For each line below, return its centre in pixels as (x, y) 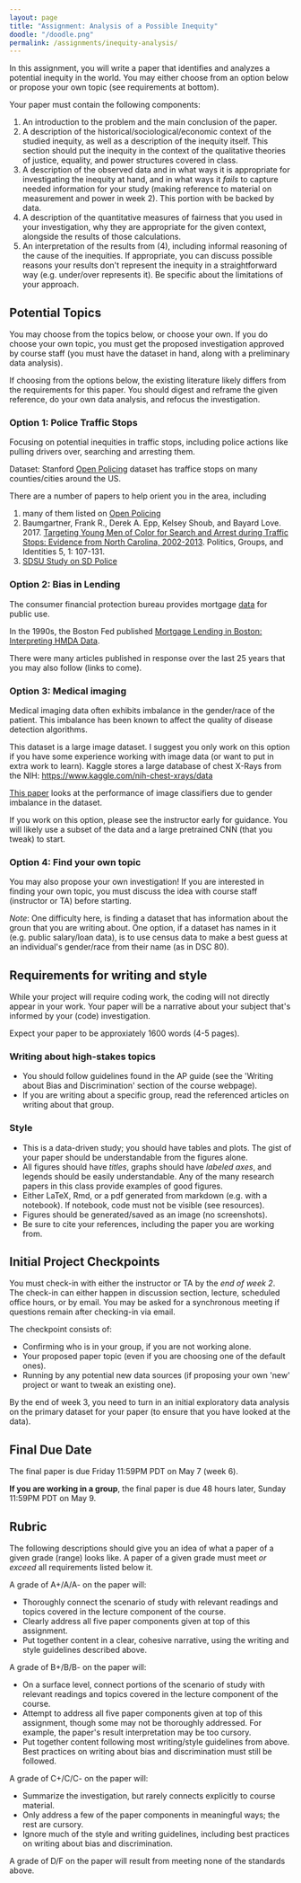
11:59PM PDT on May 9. (53, 1498)
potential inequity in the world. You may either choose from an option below (149, 78)
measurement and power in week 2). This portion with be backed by (148, 199)
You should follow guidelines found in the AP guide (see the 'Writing (148, 1076)
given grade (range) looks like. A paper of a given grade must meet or (138, 1558)
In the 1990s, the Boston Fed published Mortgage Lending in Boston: (136, 631)
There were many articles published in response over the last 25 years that (147, 658)
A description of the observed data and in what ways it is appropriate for (156, 170)
